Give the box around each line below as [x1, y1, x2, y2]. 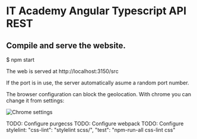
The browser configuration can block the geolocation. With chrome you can [6, 91, 192, 97]
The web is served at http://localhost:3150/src [6, 68, 119, 75]
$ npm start [6, 56, 34, 63]
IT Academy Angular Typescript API [6, 4, 187, 18]
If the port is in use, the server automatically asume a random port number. [6, 79, 189, 86]
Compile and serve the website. [6, 40, 126, 50]
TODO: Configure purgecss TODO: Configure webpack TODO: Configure [6, 120, 184, 127]
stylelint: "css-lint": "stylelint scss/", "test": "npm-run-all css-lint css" [6, 127, 176, 133]
